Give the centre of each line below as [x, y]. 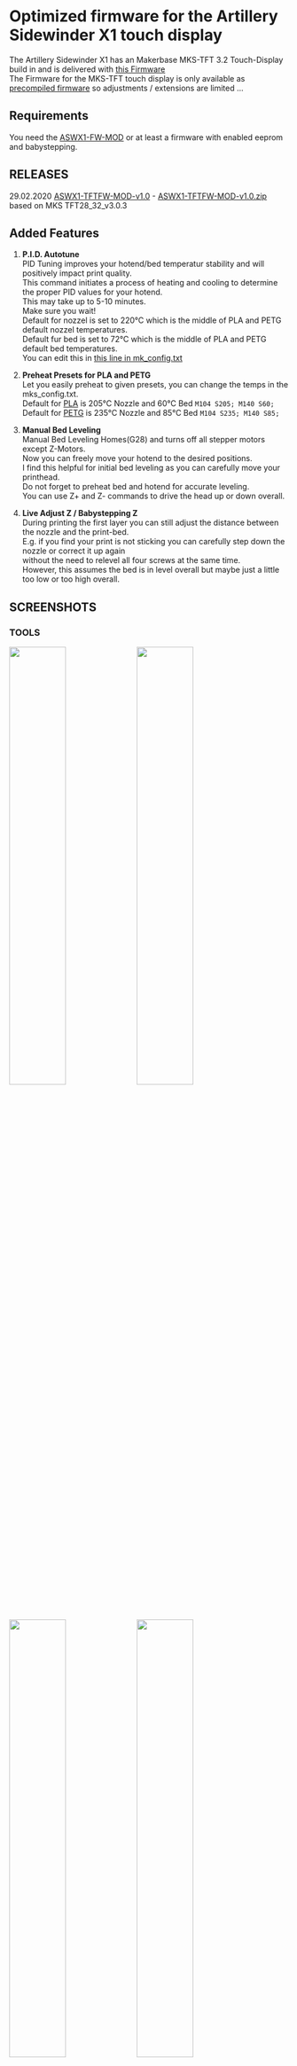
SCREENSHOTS [53, 607]
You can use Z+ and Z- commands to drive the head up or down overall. [153, 496]
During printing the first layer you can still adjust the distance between [150, 523]
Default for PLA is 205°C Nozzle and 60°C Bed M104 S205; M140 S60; [148, 403]
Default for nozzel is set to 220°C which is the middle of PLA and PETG [152, 320]
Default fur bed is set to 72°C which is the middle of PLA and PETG [144, 340]
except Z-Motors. [54, 449]
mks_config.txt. [50, 394]
